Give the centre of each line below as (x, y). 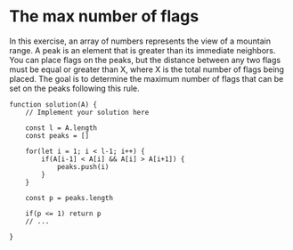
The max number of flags (104, 16)
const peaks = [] (57, 135)
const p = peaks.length (69, 198)
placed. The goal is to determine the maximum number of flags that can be (146, 78)
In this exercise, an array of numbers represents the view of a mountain (140, 41)
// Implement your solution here (87, 112)
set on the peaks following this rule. (74, 88)
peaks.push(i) (83, 166)
